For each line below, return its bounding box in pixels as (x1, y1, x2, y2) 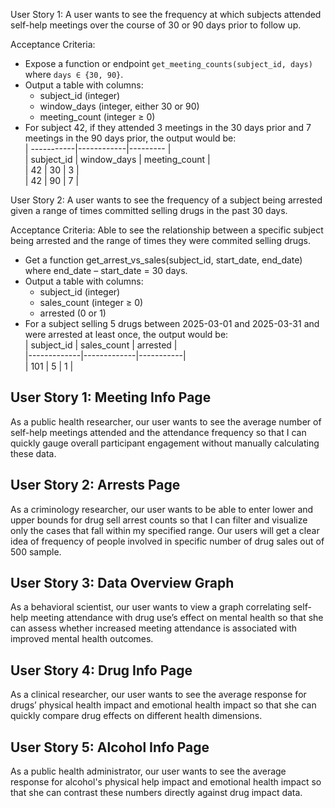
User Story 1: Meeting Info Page (10, 389, 212, 406)
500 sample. (10, 545, 62, 558)
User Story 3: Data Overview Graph (10, 575, 235, 592)
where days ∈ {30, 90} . (24, 69, 124, 80)
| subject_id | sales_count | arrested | (24, 339, 178, 351)
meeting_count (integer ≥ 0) (39, 111, 156, 123)
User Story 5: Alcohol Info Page (10, 739, 210, 756)
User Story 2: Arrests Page (10, 477, 181, 494)
